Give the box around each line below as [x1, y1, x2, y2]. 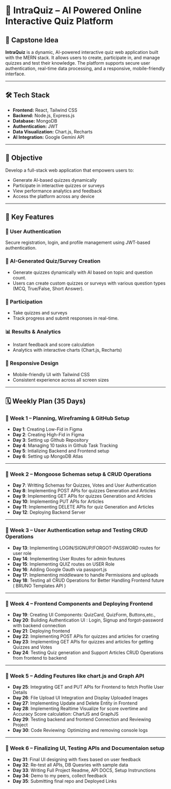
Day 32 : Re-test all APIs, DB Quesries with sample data [12, 762, 128, 768]
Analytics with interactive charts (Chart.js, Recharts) [12, 347, 122, 353]
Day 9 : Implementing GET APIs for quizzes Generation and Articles [12, 493, 153, 499]
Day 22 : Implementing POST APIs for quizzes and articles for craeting [12, 633, 159, 639]
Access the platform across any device [12, 193, 95, 199]
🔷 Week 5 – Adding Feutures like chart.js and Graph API [5, 672, 144, 679]
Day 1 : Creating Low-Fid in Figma [12, 426, 82, 432]
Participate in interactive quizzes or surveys [12, 182, 105, 188]
